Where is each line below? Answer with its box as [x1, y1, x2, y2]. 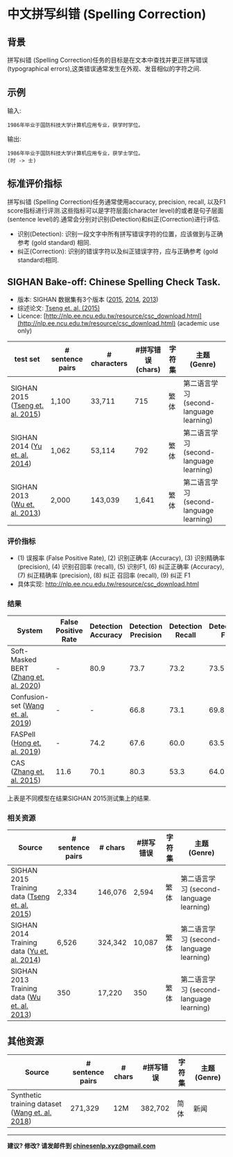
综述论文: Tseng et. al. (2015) [17, 304, 101, 312]
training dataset [10, 1099, 62, 1109]
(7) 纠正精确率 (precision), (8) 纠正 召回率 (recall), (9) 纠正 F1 [17, 571, 191, 580]
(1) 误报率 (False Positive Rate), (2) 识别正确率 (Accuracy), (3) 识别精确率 [17, 553, 225, 562]
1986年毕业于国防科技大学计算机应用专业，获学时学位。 [7, 121, 144, 128]
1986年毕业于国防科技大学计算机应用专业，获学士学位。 [7, 150, 144, 157]
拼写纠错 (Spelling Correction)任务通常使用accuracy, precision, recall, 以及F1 [7, 197, 226, 205]
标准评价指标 [7, 178, 62, 189]
